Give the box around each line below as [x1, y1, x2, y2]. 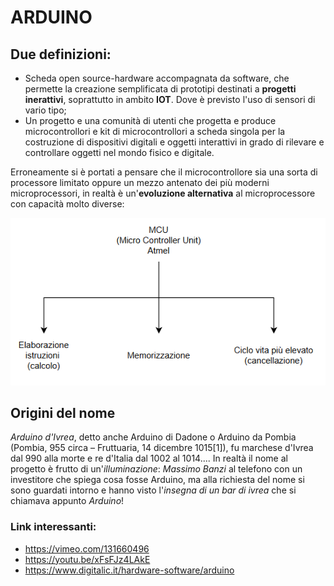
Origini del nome [10, 405, 116, 422]
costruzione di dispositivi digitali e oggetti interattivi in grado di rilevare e [24, 136, 325, 148]
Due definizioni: [10, 46, 112, 63]
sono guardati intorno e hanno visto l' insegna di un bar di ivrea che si [10, 484, 297, 496]
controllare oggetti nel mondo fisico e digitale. [24, 147, 215, 158]
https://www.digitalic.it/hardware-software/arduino [24, 564, 235, 576]
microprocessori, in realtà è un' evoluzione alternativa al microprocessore [10, 187, 316, 199]
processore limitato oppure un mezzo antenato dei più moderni [10, 177, 270, 188]
